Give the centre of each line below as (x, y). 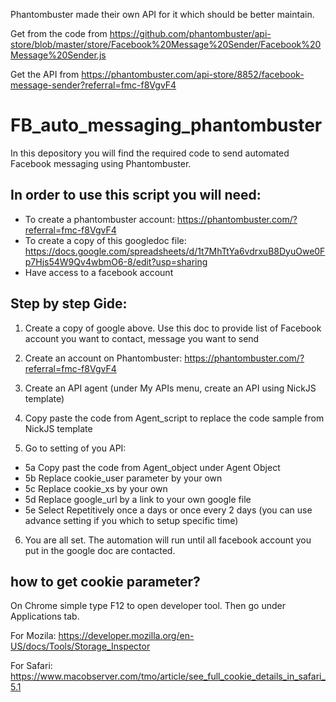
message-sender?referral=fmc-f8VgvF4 (93, 85)
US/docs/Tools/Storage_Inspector (80, 646)
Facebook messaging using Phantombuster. (101, 163)
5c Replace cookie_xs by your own (96, 488)
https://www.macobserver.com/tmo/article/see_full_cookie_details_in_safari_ (168, 676)
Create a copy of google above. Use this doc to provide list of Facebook (173, 328)
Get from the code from (59, 33)
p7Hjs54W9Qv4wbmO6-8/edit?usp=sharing (116, 261)
